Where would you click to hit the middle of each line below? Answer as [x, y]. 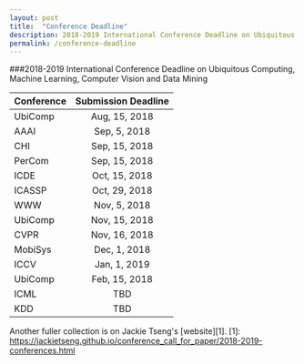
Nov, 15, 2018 [122, 220]
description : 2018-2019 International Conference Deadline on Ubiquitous [152, 35]
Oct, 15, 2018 [122, 176]
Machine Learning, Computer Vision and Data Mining [109, 79]
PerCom [31, 161]
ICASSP [30, 190]
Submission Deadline [122, 101]
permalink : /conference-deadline [73, 43]
